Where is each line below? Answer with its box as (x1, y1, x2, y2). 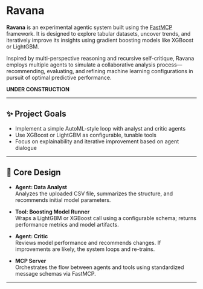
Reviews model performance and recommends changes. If (14, 239, 161, 246)
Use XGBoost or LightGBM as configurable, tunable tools (14, 131, 157, 138)
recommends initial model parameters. (14, 196, 111, 203)
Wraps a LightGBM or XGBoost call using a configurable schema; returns (14, 214, 196, 221)
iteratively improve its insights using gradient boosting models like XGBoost (6, 36, 194, 44)
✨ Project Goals (6, 109, 66, 119)
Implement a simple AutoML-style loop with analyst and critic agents (14, 125, 186, 132)
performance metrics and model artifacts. (14, 221, 119, 228)
